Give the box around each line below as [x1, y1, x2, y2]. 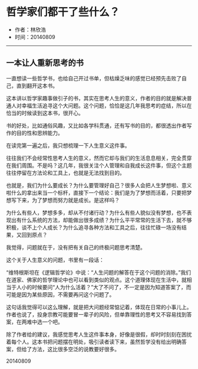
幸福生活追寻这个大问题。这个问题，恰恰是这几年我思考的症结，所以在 [21, 102, 192, 109]
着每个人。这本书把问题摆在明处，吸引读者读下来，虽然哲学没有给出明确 [6, 338, 181, 345]
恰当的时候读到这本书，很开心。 [6, 109, 84, 116]
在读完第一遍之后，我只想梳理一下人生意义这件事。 [6, 142, 130, 149]
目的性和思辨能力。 [16, 129, 63, 136]
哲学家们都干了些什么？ [6, 5, 120, 19]
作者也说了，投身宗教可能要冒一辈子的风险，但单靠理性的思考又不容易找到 [6, 311, 187, 318]
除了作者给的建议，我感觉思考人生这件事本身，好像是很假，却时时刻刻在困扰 [6, 331, 192, 338]
